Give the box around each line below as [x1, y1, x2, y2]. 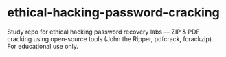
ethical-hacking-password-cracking [7, 5, 220, 21]
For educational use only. [7, 42, 79, 50]
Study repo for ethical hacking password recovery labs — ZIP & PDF [7, 27, 201, 36]
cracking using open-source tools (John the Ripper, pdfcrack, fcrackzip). [7, 34, 214, 43]
